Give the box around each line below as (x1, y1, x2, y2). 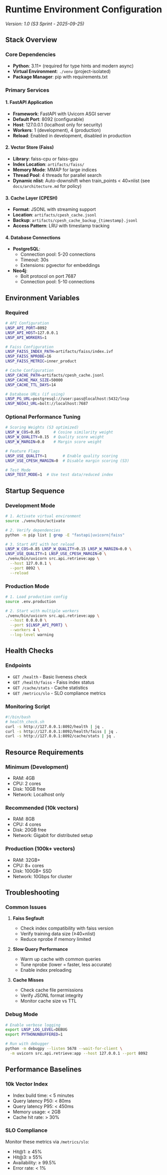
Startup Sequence (5, 486, 65, 495)
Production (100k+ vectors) (5, 845, 75, 852)
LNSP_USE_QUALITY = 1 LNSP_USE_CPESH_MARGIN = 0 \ (5, 551, 107, 557)
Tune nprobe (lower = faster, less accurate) (20, 962, 112, 968)
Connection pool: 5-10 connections (20, 279, 95, 285)
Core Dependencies (5, 51, 56, 58)
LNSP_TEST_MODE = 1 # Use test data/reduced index (5, 472, 114, 477)
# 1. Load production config (5, 594, 68, 599)
